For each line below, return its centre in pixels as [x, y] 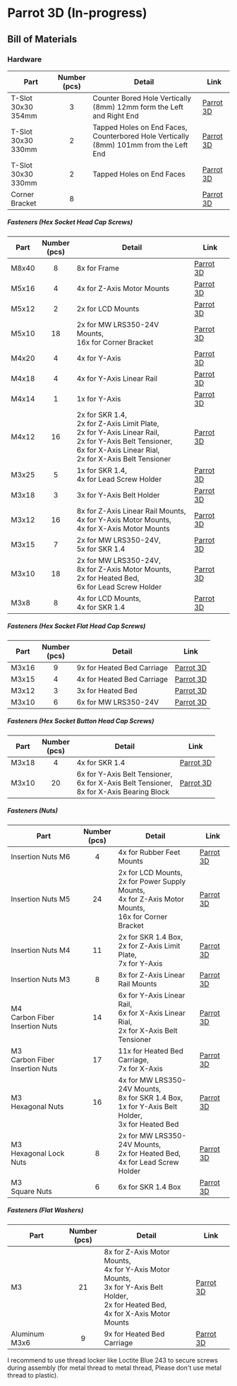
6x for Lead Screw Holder [119, 586]
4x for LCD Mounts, [109, 598]
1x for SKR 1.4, [102, 470]
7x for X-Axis [141, 1068]
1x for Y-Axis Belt [148, 1106]
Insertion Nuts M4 [41, 950]
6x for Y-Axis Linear [152, 995]
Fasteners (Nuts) [33, 811]
